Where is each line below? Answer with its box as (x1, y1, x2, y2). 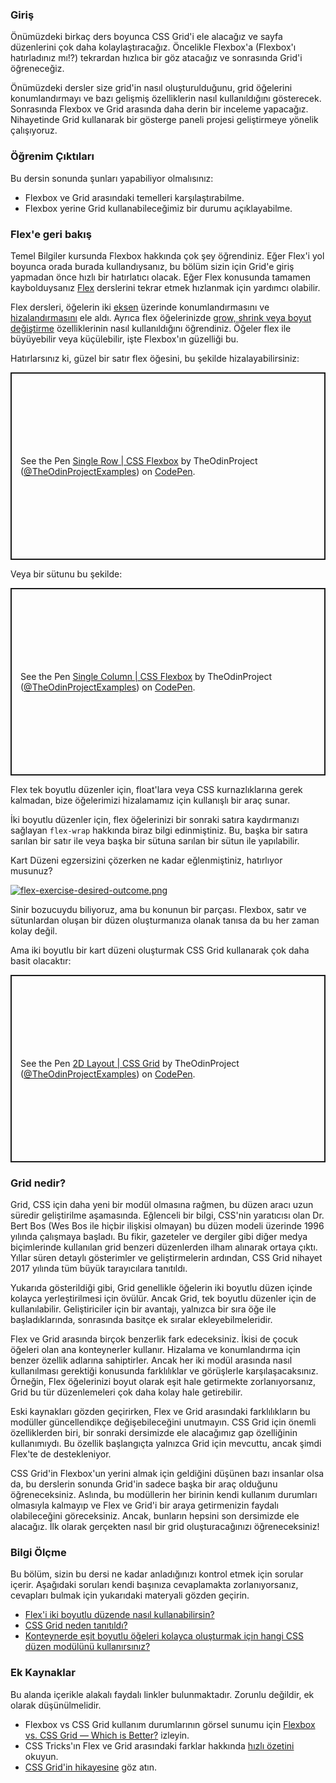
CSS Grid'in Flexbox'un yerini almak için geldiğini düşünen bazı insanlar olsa (10, 1468, 325, 1480)
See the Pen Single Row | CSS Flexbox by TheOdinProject (20, 454, 258, 467)
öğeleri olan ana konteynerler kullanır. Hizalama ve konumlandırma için (10, 1344, 301, 1356)
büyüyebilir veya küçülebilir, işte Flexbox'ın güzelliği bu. (10, 333, 239, 345)
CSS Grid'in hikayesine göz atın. (24, 1761, 158, 1773)
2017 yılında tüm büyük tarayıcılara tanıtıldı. (10, 1263, 188, 1275)
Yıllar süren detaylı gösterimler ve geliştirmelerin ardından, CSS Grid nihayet (10, 1252, 323, 1264)
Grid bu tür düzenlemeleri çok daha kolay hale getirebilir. (10, 1386, 243, 1398)
